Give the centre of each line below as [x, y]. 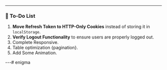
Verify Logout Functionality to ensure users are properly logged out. [83, 37]
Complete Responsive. [35, 42]
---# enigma [18, 63]
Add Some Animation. [35, 53]
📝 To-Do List [20, 16]
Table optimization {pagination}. [45, 48]
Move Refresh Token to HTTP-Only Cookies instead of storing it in [81, 27]
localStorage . [26, 32]
